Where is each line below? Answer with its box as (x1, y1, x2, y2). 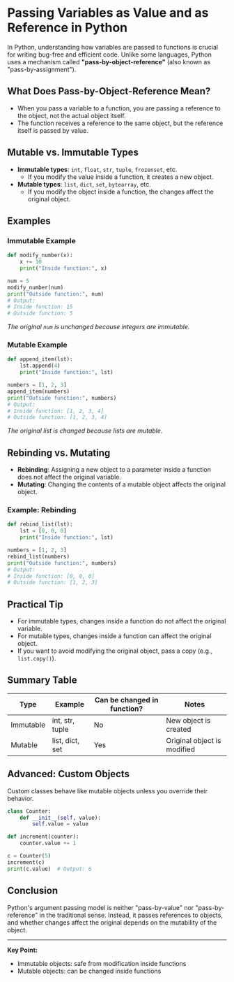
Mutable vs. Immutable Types (7, 147, 139, 159)
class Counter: (7, 807, 52, 815)
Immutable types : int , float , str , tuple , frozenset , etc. (17, 165, 178, 173)
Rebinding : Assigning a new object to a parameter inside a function (17, 465, 211, 474)
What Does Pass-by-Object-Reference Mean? (7, 85, 211, 97)
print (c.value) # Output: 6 (7, 865, 92, 872)
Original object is (166, 735, 221, 745)
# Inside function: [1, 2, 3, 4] (7, 407, 104, 414)
